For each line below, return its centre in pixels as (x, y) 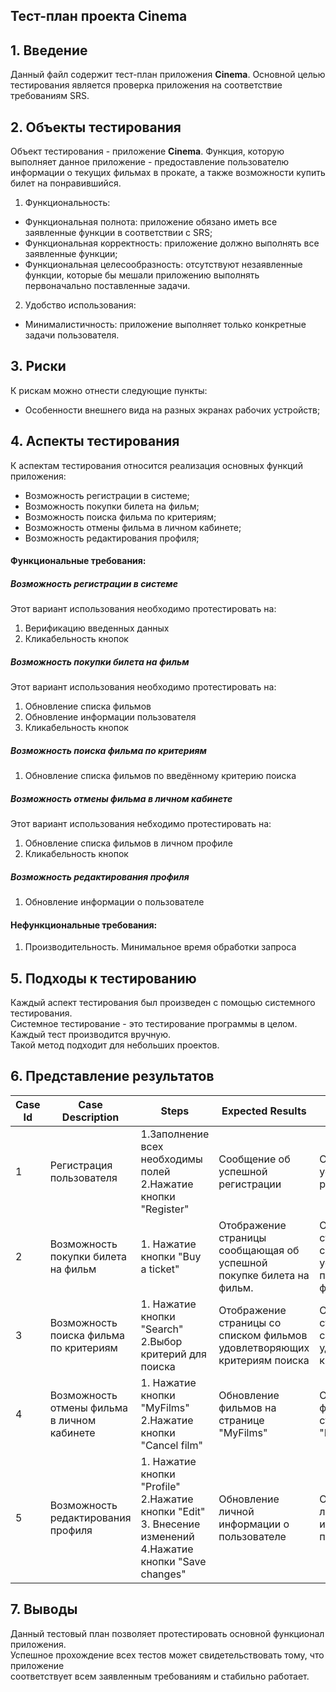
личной (236, 1511)
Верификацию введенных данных (97, 628)
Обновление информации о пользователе (114, 902)
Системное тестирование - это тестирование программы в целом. (154, 1024)
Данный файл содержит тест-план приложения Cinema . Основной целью (168, 75)
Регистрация (81, 1165)
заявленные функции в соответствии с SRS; (118, 233)
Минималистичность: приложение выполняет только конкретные (165, 325)
